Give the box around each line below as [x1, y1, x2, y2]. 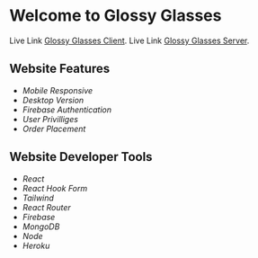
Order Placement [22, 123, 86, 134]
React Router [22, 201, 72, 212]
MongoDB [22, 221, 60, 232]
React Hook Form [22, 182, 88, 193]
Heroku [22, 240, 50, 251]
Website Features [9, 61, 111, 76]
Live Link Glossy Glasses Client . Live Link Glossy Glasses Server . [9, 35, 250, 46]
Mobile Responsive [22, 85, 93, 95]
